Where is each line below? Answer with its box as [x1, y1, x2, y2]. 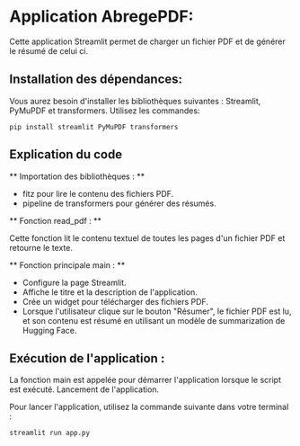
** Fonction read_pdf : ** [9, 215, 101, 226]
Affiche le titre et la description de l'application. [22, 286, 198, 298]
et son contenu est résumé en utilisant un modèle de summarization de [22, 315, 286, 326]
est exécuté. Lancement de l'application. [9, 384, 160, 395]
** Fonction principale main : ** [9, 259, 126, 271]
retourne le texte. [9, 242, 74, 253]
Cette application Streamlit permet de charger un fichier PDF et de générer [9, 36, 286, 47]
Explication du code [9, 147, 123, 163]
